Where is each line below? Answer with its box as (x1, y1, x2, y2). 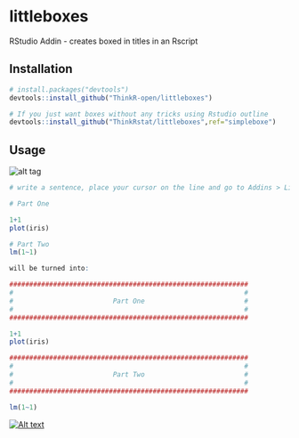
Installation (9, 61, 73, 77)
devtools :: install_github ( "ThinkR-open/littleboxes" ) (9, 93, 214, 102)
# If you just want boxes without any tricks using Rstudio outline (9, 109, 269, 118)
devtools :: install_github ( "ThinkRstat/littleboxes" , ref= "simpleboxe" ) (9, 118, 277, 126)
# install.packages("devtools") (9, 85, 129, 94)
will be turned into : (9, 264, 90, 273)
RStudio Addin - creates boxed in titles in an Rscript (9, 36, 198, 46)
